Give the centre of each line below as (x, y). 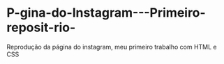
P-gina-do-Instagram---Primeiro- (106, 13)
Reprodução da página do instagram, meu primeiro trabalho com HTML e (112, 47)
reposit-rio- (41, 27)
